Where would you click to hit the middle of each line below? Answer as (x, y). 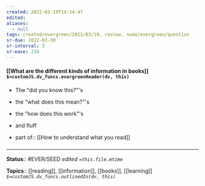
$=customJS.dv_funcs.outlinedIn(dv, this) (61, 177)
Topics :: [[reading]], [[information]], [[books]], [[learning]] (79, 171)
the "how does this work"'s (49, 113)
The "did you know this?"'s (49, 90)
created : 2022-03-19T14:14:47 (45, 12)
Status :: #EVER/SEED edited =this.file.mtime (65, 159)
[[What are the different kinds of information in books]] (77, 71)
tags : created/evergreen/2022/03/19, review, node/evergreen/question (98, 35)
